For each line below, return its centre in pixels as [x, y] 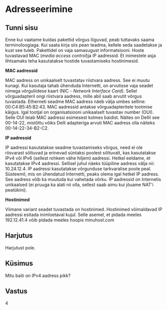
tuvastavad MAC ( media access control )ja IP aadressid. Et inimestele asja [81, 55]
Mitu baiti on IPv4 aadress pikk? [38, 275]
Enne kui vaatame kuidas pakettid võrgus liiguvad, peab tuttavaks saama [80, 39]
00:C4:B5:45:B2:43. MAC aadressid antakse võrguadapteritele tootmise [79, 107]
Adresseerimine [39, 9]
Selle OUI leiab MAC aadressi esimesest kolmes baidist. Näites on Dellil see [83, 117]
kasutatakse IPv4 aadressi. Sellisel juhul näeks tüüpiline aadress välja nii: [80, 163]
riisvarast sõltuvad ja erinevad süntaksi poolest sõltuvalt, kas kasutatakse [81, 153]
